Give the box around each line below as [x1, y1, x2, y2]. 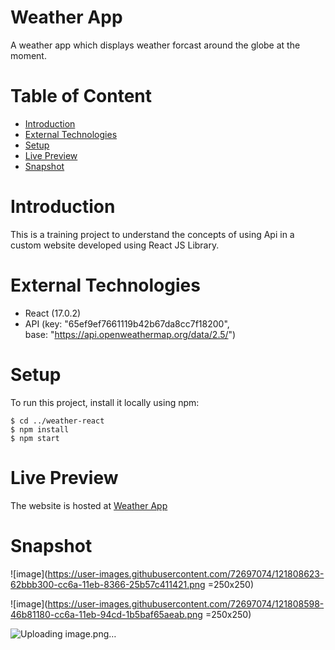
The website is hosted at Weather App [10, 499, 168, 511]
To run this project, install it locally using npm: [10, 396, 200, 408]
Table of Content [10, 85, 153, 108]
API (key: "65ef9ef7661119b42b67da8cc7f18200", [24, 317, 230, 330]
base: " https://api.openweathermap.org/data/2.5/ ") [24, 328, 237, 340]
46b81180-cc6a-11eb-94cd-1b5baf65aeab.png [10, 608, 203, 620]
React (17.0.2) [24, 307, 82, 319]
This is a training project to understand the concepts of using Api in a [10, 228, 295, 240]
